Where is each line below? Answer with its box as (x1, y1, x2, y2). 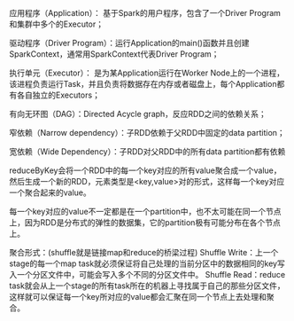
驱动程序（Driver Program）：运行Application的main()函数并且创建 (9, 38, 250, 48)
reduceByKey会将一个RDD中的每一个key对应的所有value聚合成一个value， (9, 165, 282, 176)
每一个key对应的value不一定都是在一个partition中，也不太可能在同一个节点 (9, 207, 282, 216)
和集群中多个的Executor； (9, 19, 104, 29)
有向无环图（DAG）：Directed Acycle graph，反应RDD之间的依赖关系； (9, 109, 267, 119)
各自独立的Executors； (16, 90, 100, 100)
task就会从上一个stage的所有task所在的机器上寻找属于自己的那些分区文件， (9, 280, 285, 291)
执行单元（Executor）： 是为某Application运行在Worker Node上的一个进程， (9, 67, 285, 78)
